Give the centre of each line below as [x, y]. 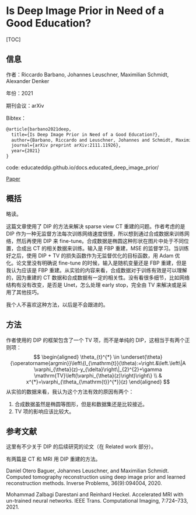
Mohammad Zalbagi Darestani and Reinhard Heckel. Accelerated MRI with [95, 495]
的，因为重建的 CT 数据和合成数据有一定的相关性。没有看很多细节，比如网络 [98, 277]
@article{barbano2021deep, [39, 129]
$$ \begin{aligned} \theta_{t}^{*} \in [76, 357]
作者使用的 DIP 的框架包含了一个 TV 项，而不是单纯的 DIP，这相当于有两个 [95, 340]
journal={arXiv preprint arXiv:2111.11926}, [66, 145]
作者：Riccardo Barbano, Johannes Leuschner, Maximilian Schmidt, [87, 74]
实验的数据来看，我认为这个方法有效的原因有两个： [72, 392]
